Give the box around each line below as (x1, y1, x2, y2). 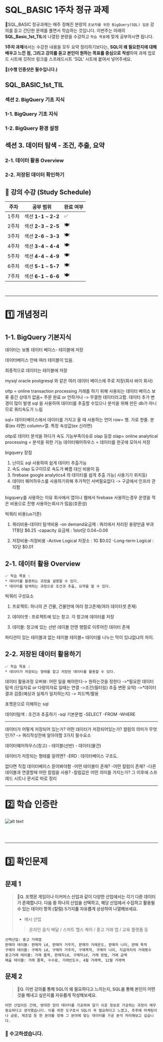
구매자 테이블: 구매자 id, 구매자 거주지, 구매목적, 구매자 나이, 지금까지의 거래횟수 (5, 947, 152, 952)
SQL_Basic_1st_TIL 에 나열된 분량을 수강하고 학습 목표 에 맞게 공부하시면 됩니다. (5, 34, 154, 39)
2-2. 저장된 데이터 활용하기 (5, 650, 81, 658)
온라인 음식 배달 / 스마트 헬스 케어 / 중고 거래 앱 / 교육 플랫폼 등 (29, 926, 148, 932)
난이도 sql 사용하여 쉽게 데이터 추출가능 (12, 460, 87, 466)
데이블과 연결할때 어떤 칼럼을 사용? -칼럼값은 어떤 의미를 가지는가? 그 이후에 (5, 769, 149, 775)
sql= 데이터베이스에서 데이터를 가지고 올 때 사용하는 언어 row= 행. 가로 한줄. (5, 417, 149, 423)
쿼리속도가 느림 (14, 407, 43, 413)
